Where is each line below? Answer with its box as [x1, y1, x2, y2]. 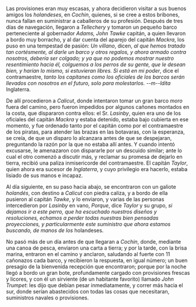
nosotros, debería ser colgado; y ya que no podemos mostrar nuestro [6, 55, 174, 62]
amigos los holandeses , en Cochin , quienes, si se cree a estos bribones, [6, 11, 180, 18]
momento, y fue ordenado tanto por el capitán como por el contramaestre [6, 122, 184, 129]
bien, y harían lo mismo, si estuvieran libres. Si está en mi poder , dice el [6, 67, 179, 74]
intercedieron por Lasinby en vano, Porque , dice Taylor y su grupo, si [6, 202, 173, 209]
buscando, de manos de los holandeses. [6, 227, 104, 234]
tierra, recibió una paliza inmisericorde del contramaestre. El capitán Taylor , [6, 159, 188, 166]
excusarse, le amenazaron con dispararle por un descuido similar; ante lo [6, 147, 183, 154]
